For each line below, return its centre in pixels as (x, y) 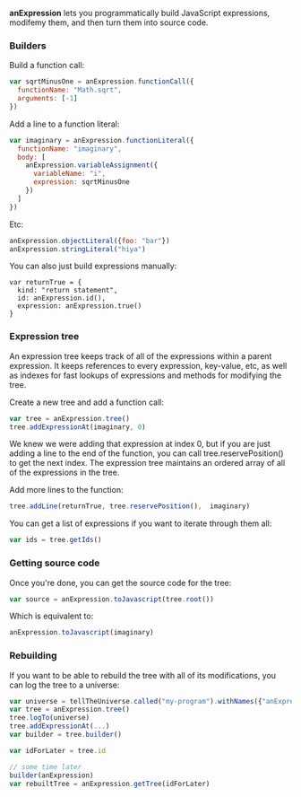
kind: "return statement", (68, 291)
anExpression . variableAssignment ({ (92, 165)
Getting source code (55, 563)
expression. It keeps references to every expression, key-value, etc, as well (148, 365)
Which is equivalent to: (52, 616)
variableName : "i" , (69, 174)
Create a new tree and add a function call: (86, 402)
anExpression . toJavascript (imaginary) (82, 633)
